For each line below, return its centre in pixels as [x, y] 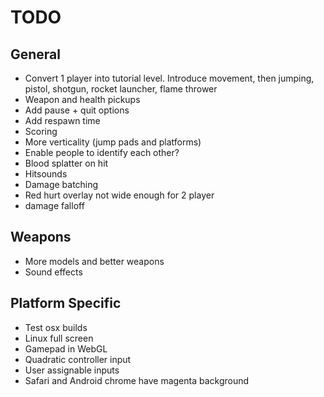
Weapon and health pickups [82, 99]
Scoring [41, 131]
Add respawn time [62, 120]
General [36, 54]
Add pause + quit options [77, 110]
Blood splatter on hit [66, 163]
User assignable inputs [72, 370]
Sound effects [53, 272]
